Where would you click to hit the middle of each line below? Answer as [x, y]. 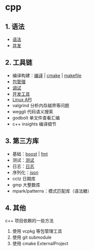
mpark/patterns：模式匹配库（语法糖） [52, 191]
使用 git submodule [32, 237]
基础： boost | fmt [30, 154]
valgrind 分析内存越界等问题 [41, 105]
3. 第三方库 [22, 141]
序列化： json [25, 172]
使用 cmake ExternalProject [40, 244]
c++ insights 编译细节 [34, 124]
